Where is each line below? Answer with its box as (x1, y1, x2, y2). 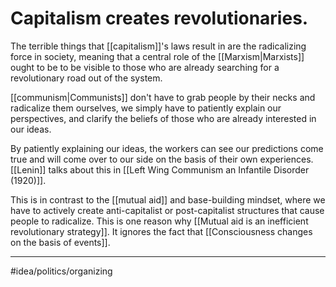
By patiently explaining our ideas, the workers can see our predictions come (10, 142, 324, 154)
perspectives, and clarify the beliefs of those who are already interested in (10, 112, 317, 124)
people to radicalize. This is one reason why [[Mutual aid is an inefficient (10, 215, 309, 227)
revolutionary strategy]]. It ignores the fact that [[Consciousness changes (10, 225, 313, 237)
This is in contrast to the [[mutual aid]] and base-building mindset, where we (10, 193, 326, 206)
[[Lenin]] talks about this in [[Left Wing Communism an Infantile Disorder (10, 163, 310, 176)
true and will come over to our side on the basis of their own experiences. (10, 153, 314, 165)
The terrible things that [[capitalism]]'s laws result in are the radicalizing (10, 40, 307, 52)
